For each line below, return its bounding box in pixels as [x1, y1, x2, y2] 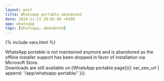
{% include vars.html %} [5, 39, 56, 45]
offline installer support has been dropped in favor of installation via [5, 54, 145, 60]
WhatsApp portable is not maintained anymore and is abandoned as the [5, 49, 153, 55]
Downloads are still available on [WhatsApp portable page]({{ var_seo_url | [5, 65, 159, 71]
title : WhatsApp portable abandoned [5, 12, 82, 17]
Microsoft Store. [5, 60, 39, 66]
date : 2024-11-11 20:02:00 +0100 [5, 16, 75, 21]
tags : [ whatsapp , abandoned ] [5, 26, 66, 31]
